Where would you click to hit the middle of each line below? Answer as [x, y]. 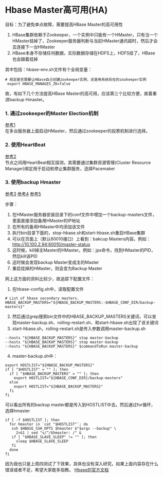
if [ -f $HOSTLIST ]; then [32, 420]
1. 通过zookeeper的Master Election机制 [52, 113]
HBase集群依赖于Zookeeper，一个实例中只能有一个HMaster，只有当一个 [85, 35]
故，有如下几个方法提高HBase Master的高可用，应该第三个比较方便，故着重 [81, 93]
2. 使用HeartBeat [25, 145]
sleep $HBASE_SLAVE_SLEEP [42, 441]
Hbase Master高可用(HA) [56, 10]
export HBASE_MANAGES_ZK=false [39, 84]
